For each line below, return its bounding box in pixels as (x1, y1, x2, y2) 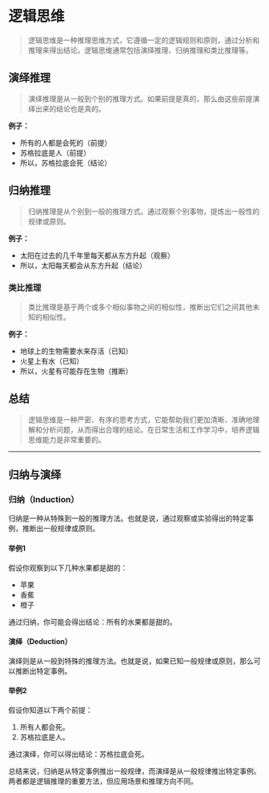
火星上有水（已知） (19, 356, 84, 365)
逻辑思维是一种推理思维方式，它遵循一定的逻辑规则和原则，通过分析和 (27, 35, 260, 45)
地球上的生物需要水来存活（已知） (19, 346, 133, 356)
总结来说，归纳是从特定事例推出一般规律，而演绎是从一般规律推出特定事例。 (8, 766, 261, 775)
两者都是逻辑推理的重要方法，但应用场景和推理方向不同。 (8, 776, 198, 786)
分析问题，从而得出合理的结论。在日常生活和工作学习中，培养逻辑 (42, 425, 260, 434)
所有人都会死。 (19, 722, 70, 731)
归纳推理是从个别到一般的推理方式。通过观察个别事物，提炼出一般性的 (27, 206, 260, 216)
